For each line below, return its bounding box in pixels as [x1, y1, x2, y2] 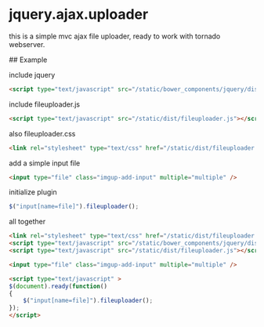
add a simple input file [9, 158, 81, 168]
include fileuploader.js [9, 100, 81, 109]
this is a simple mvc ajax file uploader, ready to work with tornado [9, 31, 221, 41]
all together [9, 217, 46, 227]
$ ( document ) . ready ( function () [9, 282, 108, 290]
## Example [9, 55, 48, 64]
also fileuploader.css [9, 129, 76, 138]
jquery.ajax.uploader [9, 5, 149, 24]
